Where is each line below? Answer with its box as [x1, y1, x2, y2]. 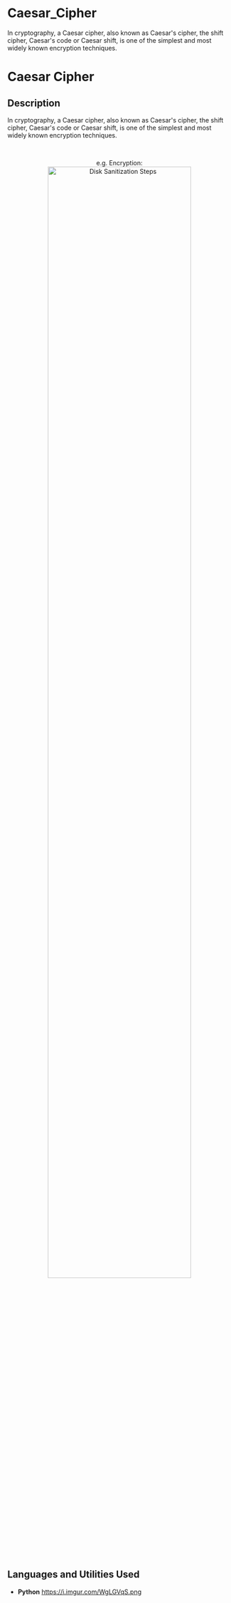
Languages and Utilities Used [7, 1569, 140, 1581]
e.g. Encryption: [95, 158, 144, 167]
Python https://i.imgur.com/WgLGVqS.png [17, 1587, 142, 1596]
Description [7, 97, 60, 109]
